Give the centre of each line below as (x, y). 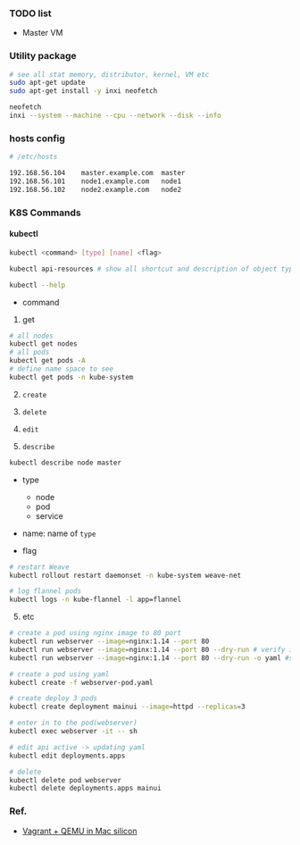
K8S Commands (46, 213)
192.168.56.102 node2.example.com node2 (95, 189)
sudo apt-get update (48, 83)
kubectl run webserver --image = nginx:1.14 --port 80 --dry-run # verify (147, 649)
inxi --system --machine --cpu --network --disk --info (115, 116)
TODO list (30, 13)
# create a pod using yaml (59, 674)
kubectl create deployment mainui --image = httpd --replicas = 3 (127, 707)
